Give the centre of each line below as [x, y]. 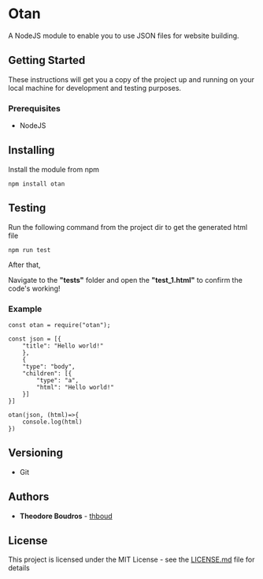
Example [25, 309]
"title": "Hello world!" [63, 346]
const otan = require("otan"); [59, 325]
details [19, 568]
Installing [31, 150]
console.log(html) [52, 422]
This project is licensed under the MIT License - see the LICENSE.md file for [131, 560]
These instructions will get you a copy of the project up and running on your [131, 79]
